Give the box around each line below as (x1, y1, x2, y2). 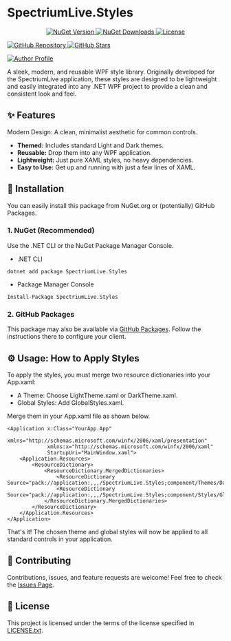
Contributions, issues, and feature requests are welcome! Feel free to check (7, 573, 222, 581)
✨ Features (7, 109, 56, 121)
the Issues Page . (7, 580, 54, 589)
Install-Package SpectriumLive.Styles (7, 293, 118, 300)
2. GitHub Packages (7, 309, 75, 319)
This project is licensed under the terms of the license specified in (7, 618, 195, 627)
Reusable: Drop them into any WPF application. (16, 148, 153, 156)
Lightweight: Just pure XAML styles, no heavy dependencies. (16, 156, 194, 164)
